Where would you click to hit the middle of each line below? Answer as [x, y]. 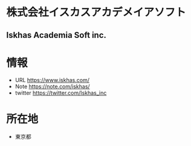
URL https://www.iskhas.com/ [52, 80]
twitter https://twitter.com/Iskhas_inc [61, 93]
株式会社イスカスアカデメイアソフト [96, 12]
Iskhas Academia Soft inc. [57, 35]
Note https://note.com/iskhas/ [52, 86]
